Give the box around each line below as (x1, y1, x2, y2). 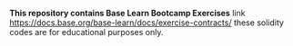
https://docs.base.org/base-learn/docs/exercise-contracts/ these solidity (9, 17, 285, 28)
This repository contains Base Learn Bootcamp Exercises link (9, 8, 246, 18)
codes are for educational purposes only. (9, 27, 164, 37)
